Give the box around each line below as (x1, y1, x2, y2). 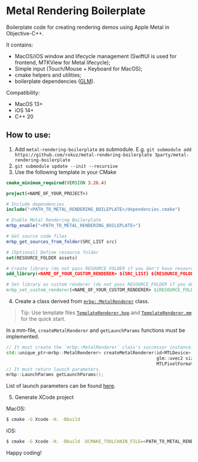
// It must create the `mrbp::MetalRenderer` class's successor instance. (6, 344, 194, 350)
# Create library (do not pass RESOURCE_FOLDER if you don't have (6, 265, 173, 271)
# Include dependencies (6, 201, 65, 207)
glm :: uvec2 (156, 355, 183, 361)
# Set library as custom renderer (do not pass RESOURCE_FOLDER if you (6, 281, 186, 288)
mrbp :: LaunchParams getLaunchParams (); (6, 372, 104, 378)
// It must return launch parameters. (6, 366, 101, 372)
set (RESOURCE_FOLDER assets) (6, 255, 78, 261)
